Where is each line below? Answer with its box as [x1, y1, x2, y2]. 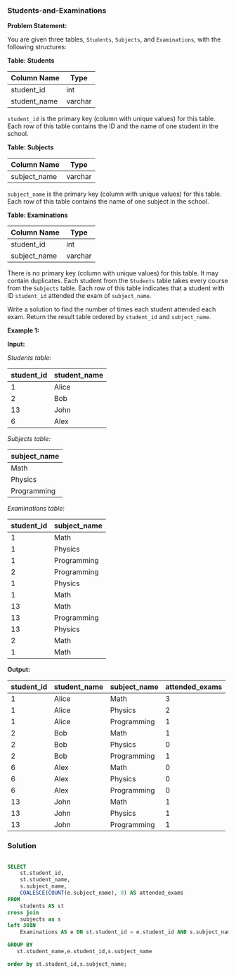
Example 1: [7, 326, 40, 335]
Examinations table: [7, 504, 65, 513]
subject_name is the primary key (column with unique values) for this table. [7, 190, 222, 199]
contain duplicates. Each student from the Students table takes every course [7, 277, 228, 285]
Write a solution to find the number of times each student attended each [7, 305, 216, 313]
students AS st [20, 902, 65, 909]
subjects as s [20, 915, 61, 923]
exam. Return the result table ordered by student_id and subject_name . [7, 313, 211, 321]
